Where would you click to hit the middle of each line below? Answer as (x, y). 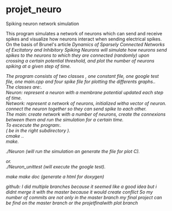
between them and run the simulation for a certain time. (65, 119)
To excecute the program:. (34, 125)
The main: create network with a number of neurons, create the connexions (86, 114)
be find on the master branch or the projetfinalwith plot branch (72, 203)
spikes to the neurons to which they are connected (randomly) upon (78, 55)
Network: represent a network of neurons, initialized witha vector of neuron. (86, 103)
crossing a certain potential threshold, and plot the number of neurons (80, 60)
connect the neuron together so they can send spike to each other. (76, 109)
